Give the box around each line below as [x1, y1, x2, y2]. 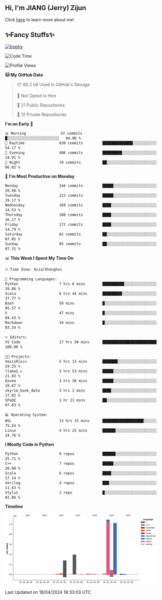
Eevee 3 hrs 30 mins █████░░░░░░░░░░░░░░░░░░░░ [5, 378, 157, 383]
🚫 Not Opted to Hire [16, 93, 57, 98]
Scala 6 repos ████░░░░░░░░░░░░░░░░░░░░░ [5, 471, 157, 475]
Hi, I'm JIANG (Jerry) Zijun [5, 4, 86, 12]
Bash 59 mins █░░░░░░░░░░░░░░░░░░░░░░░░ [5, 300, 157, 306]
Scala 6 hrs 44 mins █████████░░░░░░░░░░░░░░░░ [5, 291, 157, 296]
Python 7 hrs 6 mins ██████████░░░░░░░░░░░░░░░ [5, 281, 157, 286]
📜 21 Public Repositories [16, 102, 65, 108]
